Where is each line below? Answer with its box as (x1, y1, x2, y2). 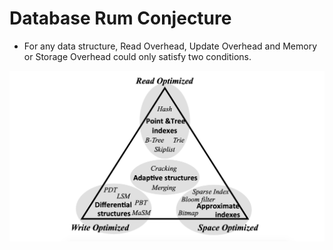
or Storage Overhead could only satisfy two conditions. (23, 50, 252, 62)
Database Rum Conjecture (9, 7, 232, 30)
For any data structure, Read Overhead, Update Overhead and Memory (23, 40, 318, 52)
